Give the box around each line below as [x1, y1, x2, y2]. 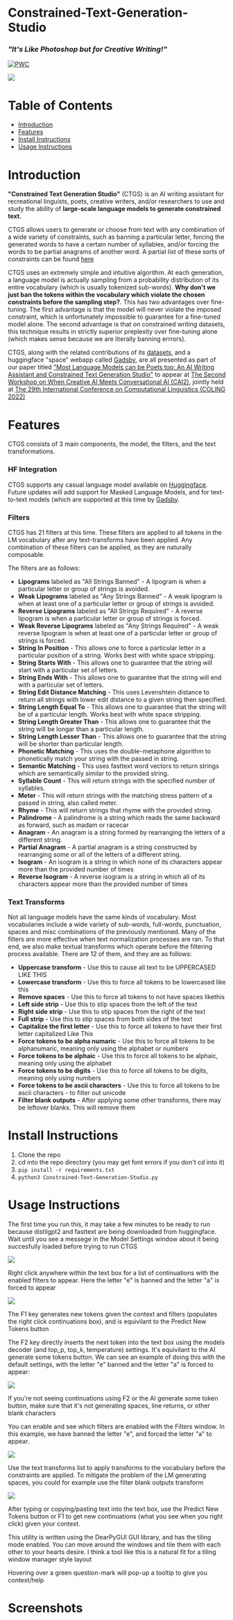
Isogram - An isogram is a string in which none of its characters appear [17, 858, 223, 866]
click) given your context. [8, 1519, 80, 1528]
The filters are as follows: [8, 564, 80, 572]
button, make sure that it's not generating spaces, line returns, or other [8, 1401, 211, 1410]
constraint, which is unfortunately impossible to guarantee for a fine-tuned [8, 312, 221, 321]
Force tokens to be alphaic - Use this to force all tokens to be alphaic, [17, 1052, 218, 1060]
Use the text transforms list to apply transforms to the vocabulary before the [8, 1464, 226, 1472]
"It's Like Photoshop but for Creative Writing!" [8, 44, 168, 54]
